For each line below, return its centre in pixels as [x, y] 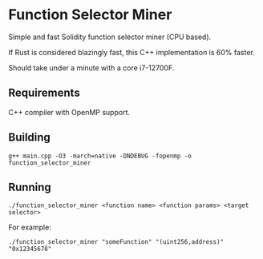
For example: [30, 227]
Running [30, 187]
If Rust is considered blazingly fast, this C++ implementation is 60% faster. [131, 52]
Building [29, 137]
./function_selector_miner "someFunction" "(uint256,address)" [116, 242]
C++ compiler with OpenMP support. [69, 112]
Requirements [44, 93]
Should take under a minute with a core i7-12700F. [91, 68]
